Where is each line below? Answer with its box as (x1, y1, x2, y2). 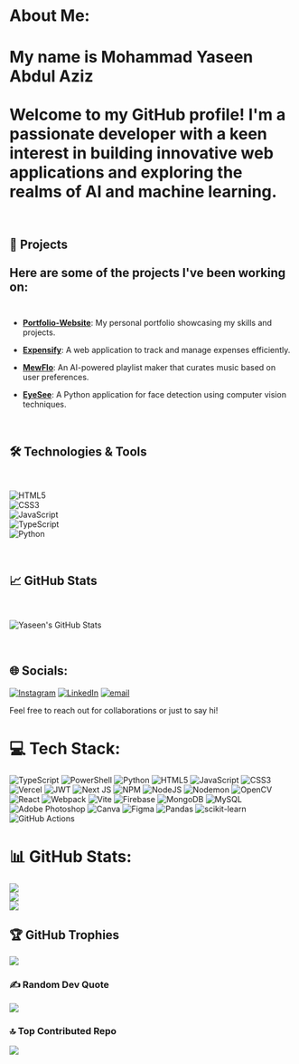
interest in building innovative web (9, 143, 274, 164)
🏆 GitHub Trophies (9, 927, 120, 943)
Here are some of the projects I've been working (9, 264, 286, 281)
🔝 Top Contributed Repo (9, 1024, 117, 1037)
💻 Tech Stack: (9, 738, 121, 759)
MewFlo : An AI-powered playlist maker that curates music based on (22, 362, 276, 373)
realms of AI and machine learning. (9, 182, 277, 202)
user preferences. (22, 372, 89, 383)
